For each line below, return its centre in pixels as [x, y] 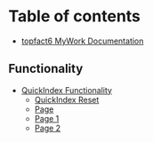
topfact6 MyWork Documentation [82, 41]
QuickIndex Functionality [67, 90]
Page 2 [48, 128]
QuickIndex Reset [67, 99]
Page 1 [47, 118]
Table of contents [75, 16]
